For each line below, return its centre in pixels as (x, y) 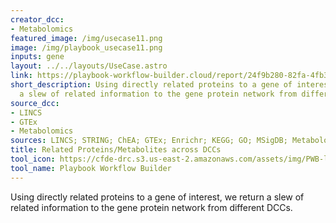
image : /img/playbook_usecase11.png (86, 47)
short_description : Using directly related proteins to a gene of (151, 85)
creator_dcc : (37, 19)
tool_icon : (33, 159)
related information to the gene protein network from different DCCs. (151, 207)
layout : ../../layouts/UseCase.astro (89, 66)
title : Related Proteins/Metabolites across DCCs (116, 150)
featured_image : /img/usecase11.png (86, 38)
